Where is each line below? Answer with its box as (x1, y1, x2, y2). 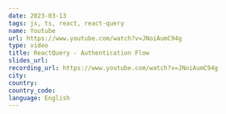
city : (8, 71, 27, 79)
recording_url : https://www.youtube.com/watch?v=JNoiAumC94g (8, 64, 219, 72)
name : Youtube (8, 26, 56, 35)
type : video (8, 42, 48, 50)
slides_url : (8, 57, 48, 65)
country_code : (8, 86, 56, 95)
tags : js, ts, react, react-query (8, 19, 125, 27)
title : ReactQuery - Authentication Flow (8, 49, 150, 57)
